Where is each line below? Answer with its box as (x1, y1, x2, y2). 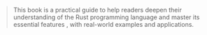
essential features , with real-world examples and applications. (13, 21, 194, 28)
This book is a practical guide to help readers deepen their (13, 6, 183, 14)
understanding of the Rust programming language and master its (13, 13, 200, 21)
